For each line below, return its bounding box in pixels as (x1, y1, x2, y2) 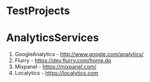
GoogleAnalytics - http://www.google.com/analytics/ (14, 51, 144, 58)
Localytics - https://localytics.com (14, 70, 99, 77)
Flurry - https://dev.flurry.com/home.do (14, 57, 111, 64)
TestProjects (6, 4, 70, 18)
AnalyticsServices (6, 31, 99, 45)
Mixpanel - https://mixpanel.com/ (14, 63, 97, 70)
